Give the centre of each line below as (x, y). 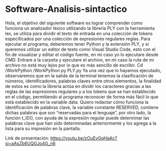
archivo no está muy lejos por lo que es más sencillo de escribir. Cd (74, 65)
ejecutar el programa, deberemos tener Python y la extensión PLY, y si (77, 44)
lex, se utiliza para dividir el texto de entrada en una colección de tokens (79, 33)
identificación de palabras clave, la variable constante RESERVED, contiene (82, 107)
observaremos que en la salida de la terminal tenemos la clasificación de (79, 75)
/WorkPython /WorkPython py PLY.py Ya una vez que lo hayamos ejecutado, (83, 70)
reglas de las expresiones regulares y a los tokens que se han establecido (81, 91)
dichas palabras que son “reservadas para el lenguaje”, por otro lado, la (78, 112)
